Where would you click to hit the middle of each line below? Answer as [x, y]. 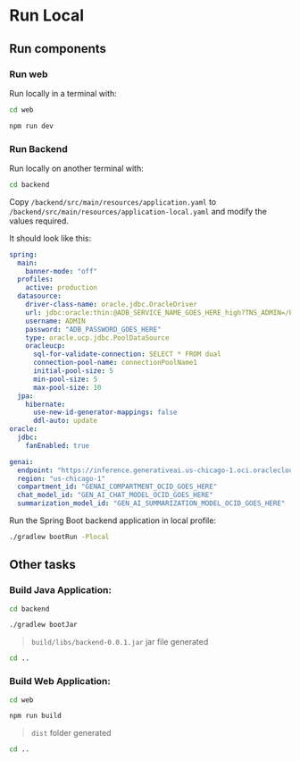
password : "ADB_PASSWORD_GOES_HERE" [94, 329]
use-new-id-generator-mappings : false [105, 412]
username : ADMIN [56, 321]
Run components [58, 49]
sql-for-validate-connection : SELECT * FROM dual [127, 354]
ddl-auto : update [65, 421]
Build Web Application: [60, 681]
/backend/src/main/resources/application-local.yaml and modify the [138, 211]
